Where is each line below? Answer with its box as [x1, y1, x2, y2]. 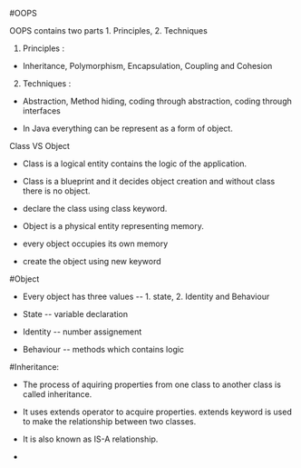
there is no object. [22, 185, 91, 196]
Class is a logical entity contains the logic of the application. [22, 158, 248, 169]
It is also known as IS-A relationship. [22, 433, 159, 444]
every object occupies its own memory [22, 238, 169, 249]
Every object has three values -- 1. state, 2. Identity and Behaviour [22, 291, 270, 302]
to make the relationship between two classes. [22, 416, 197, 426]
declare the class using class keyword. [22, 204, 168, 214]
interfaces [22, 105, 61, 116]
